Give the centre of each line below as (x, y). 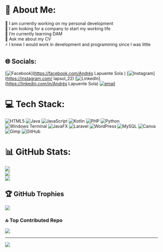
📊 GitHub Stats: (38, 152)
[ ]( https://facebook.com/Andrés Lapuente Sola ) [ (67, 73)
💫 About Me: (31, 10)
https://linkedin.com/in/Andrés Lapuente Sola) (52, 83)
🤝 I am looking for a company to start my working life (58, 28)
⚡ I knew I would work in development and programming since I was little (78, 44)
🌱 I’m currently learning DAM (34, 34)
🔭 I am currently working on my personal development (59, 23)
